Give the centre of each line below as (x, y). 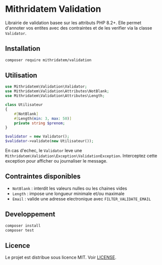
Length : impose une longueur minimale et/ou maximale (68, 194)
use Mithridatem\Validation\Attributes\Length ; (55, 96)
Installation (23, 49)
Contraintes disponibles (43, 177)
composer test (20, 230)
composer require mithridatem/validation (48, 60)
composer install (23, 226)
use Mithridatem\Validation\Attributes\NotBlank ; (57, 91)
